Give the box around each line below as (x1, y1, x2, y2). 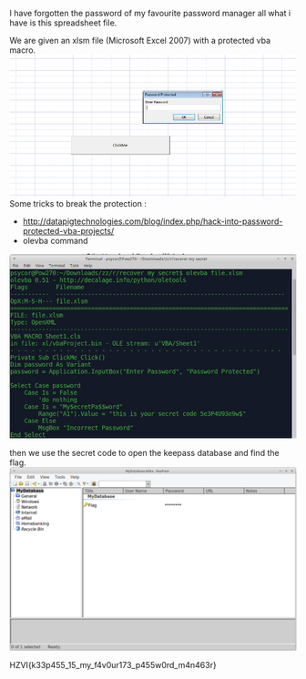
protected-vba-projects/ (22, 225, 115, 236)
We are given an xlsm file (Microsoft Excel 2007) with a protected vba (9, 35, 271, 46)
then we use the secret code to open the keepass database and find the (9, 447, 280, 458)
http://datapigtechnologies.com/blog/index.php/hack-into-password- (22, 216, 283, 227)
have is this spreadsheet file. (9, 17, 117, 28)
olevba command (22, 235, 88, 246)
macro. (9, 45, 36, 56)
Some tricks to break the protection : (9, 198, 148, 208)
